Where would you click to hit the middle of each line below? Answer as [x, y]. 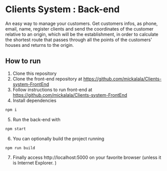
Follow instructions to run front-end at [52, 90]
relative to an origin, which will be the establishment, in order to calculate [82, 34]
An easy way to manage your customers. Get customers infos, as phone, [81, 23]
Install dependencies [35, 100]
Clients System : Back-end [62, 9]
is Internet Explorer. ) [35, 163]
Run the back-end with [36, 119]
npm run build [20, 148]
